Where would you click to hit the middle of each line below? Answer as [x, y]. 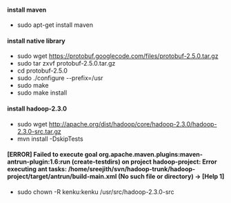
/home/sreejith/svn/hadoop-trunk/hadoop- [132, 169]
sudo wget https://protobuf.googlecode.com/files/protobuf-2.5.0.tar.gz [118, 56]
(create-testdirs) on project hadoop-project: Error [144, 162]
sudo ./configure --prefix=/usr [60, 78]
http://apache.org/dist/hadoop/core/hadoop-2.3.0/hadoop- [133, 124]
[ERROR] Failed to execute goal [52, 155]
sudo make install [42, 93]
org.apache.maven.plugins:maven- [151, 155]
